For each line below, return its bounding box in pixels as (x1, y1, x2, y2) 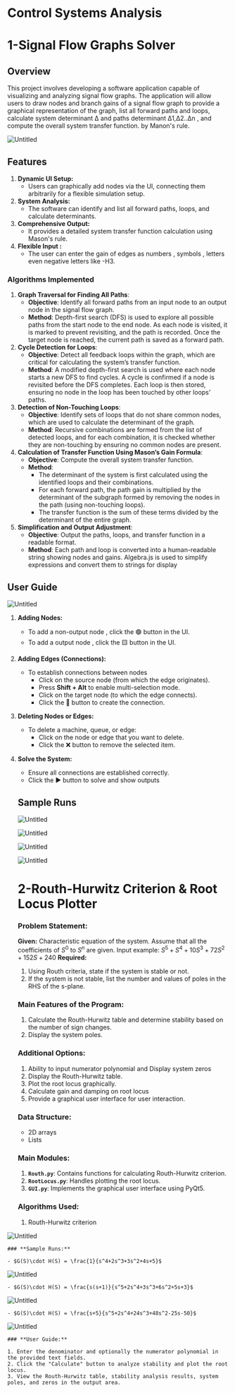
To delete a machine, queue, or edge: (27, 726, 137, 734)
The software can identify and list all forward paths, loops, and (27, 205, 210, 213)
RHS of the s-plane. (27, 982, 86, 991)
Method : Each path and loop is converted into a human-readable (27, 546, 217, 554)
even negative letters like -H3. (27, 257, 115, 265)
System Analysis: (17, 197, 70, 205)
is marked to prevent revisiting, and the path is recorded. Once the (27, 328, 221, 337)
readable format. (27, 538, 77, 546)
